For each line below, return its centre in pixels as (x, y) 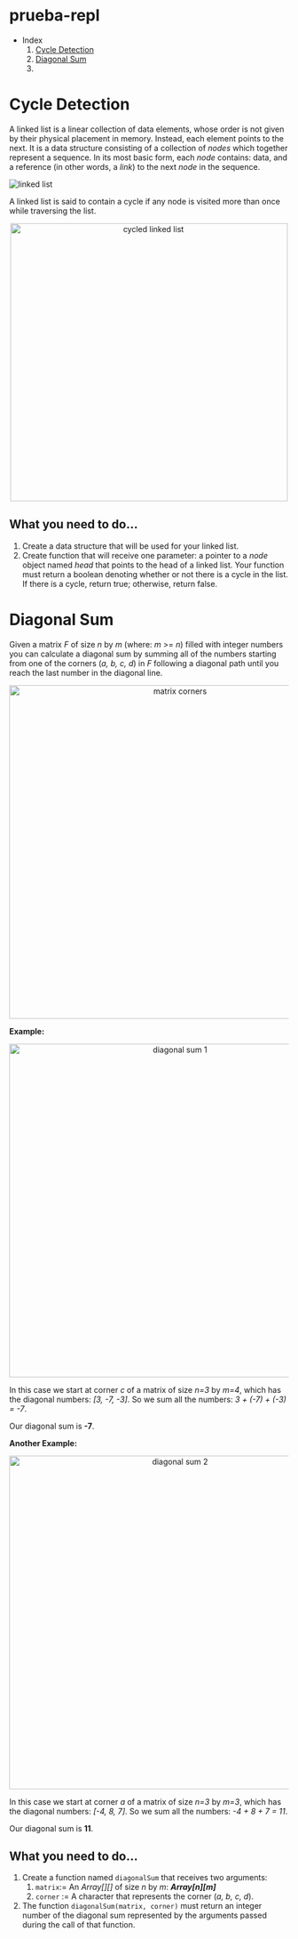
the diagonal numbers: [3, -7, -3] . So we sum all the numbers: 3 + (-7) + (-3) (148, 1399)
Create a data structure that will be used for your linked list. (130, 546)
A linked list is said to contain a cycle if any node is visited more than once (145, 201)
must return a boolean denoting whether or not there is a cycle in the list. (155, 574)
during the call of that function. (78, 1925)
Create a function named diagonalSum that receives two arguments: (145, 1878)
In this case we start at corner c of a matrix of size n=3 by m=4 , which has (145, 1389)
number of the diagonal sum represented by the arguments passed (145, 1915)
